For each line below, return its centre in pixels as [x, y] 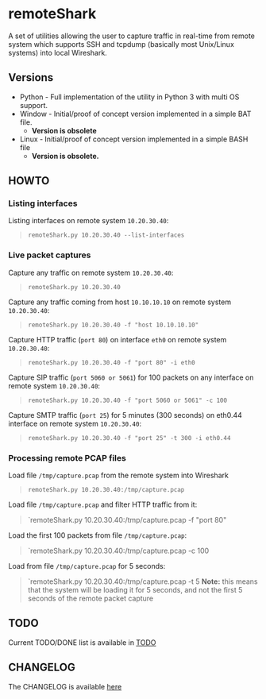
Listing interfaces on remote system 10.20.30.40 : [89, 221]
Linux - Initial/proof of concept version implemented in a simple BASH [134, 139]
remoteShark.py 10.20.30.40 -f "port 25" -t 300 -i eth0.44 [129, 438]
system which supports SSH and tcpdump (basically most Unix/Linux [121, 44]
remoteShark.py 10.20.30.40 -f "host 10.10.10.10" [113, 325]
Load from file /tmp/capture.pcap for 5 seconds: [87, 566]
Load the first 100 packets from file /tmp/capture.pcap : [98, 535]
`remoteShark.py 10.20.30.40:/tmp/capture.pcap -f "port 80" [127, 520]
